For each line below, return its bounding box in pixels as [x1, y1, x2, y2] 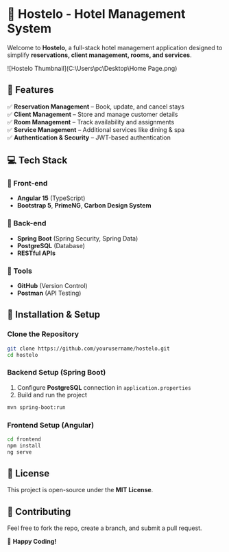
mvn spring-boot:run [7, 404, 67, 411]
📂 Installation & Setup [7, 309, 101, 320]
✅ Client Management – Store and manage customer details [7, 110, 178, 118]
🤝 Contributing [7, 505, 71, 518]
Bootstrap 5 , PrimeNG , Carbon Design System [16, 201, 152, 210]
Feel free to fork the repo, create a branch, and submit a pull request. [7, 524, 202, 532]
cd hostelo [7, 351, 38, 358]
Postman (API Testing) [16, 289, 82, 298]
